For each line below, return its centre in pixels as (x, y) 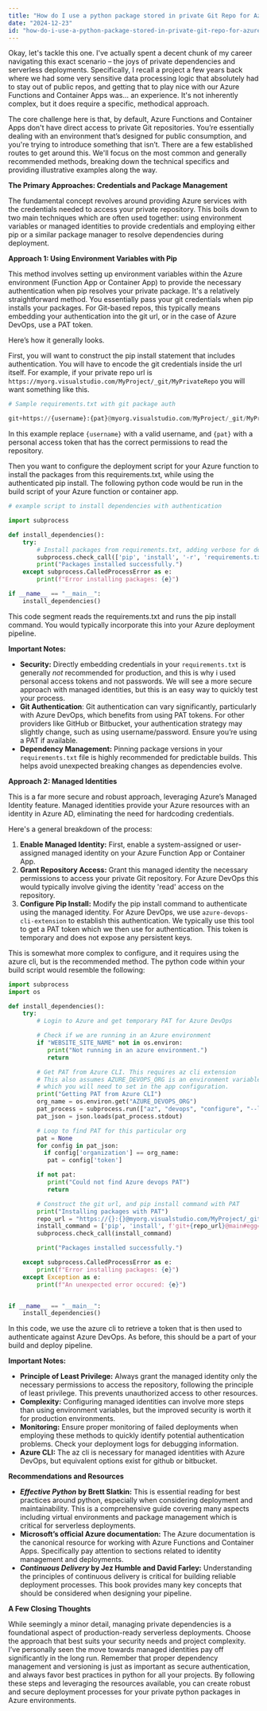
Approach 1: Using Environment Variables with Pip (93, 259)
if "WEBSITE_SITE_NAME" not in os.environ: (110, 1043)
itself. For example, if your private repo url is (80, 373)
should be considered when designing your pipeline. (106, 1593)
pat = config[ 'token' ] (85, 1161)
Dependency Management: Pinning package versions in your (121, 749)
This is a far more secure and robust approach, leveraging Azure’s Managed (133, 797)
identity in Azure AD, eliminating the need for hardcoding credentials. (121, 813)
